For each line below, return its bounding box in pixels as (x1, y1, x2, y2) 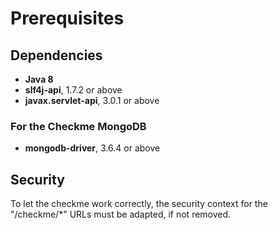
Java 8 (24, 73, 54, 85)
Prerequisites (10, 7, 125, 30)
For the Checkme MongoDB (10, 119, 147, 133)
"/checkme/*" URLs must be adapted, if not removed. (10, 208, 232, 221)
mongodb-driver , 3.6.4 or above (24, 142, 161, 154)
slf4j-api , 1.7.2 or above (24, 84, 123, 96)
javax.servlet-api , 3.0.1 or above (24, 95, 160, 106)
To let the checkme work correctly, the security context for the (10, 198, 268, 210)
